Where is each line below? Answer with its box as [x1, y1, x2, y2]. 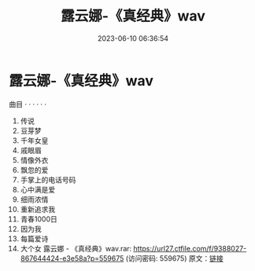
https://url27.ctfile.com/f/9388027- [133, 244, 247, 253]
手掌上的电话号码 [20, 174, 76, 185]
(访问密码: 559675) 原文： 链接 [125, 253, 224, 263]
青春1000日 [20, 214, 57, 224]
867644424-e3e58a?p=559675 [20, 253, 124, 263]
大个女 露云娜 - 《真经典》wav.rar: [20, 244, 132, 253]
